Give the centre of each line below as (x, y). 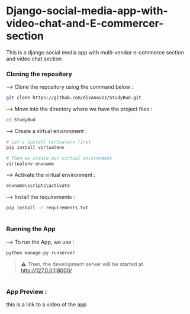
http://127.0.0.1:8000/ (46, 270)
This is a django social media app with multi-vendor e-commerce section (95, 52)
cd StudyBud (21, 120)
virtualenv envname (30, 164)
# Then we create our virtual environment (59, 158)
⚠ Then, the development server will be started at (82, 264)
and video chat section (34, 59)
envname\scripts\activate (38, 186)
